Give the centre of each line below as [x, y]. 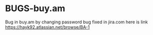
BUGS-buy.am [35, 9]
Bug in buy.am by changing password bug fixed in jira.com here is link [76, 22]
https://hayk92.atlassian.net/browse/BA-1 [48, 27]
